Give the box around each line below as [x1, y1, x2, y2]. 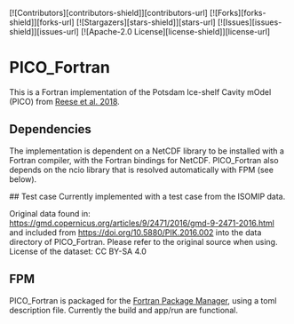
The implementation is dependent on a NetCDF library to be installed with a [9, 146, 284, 156]
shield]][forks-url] [9, 17, 75, 28]
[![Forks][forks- [210, 8, 266, 18]
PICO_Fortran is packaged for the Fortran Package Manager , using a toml [9, 295, 277, 305]
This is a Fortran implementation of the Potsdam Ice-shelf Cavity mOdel [9, 86, 272, 97]
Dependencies [9, 122, 91, 137]
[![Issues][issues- [217, 17, 282, 28]
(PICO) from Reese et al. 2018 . [9, 96, 120, 107]
